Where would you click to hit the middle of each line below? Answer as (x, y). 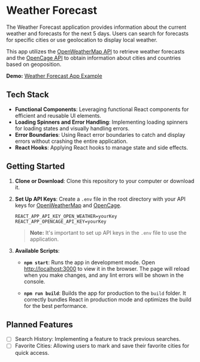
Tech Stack (28, 95)
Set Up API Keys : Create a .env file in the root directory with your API (100, 199)
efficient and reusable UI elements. (58, 115)
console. (34, 281)
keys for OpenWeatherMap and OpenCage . (68, 205)
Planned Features (40, 324)
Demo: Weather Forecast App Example (54, 76)
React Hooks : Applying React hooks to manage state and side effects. (101, 147)
